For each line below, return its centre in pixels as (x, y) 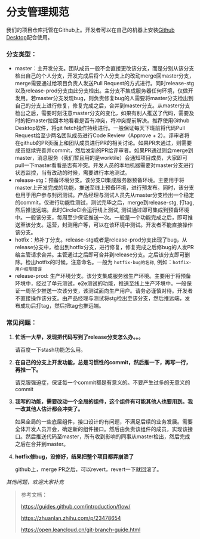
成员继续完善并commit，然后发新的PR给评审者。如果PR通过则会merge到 (104, 150)
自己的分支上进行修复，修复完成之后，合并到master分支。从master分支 (102, 106)
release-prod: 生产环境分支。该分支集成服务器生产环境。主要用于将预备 (103, 276)
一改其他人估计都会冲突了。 (49, 408)
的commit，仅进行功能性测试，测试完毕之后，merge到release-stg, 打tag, (104, 203)
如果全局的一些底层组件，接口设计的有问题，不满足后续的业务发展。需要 (104, 422)
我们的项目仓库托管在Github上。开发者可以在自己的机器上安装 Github (90, 30)
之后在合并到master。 (42, 444)
